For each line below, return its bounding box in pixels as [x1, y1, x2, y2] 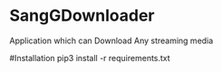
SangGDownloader [9, 5, 155, 26]
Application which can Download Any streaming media [9, 35, 214, 46]
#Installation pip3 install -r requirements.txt [9, 52, 170, 63]
